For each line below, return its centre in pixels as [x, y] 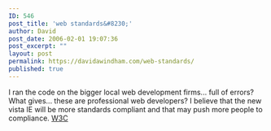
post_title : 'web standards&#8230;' [70, 24]
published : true [36, 69]
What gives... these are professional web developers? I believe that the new [135, 100]
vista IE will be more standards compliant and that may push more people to [135, 109]
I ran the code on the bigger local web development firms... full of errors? [131, 92]
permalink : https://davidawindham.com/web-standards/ [102, 62]
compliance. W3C [38, 118]
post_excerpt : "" [38, 46]
